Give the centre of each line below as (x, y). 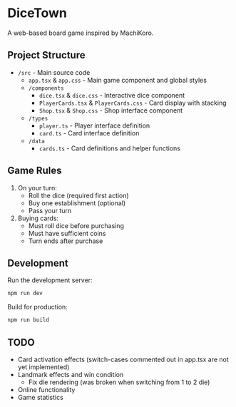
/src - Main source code (54, 72)
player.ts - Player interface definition (94, 125)
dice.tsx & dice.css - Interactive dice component (112, 95)
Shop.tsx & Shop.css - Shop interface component (111, 110)
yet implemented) (43, 367)
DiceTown (37, 13)
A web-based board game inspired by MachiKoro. (81, 33)
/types (38, 118)
